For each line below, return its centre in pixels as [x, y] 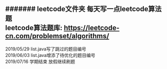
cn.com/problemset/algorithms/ [57, 36]
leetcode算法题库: [34, 28]
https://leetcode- [92, 28]
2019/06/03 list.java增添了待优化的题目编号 [50, 55]
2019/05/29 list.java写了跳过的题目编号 [46, 49]
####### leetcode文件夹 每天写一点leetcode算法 [83, 9]
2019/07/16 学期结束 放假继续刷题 [40, 61]
